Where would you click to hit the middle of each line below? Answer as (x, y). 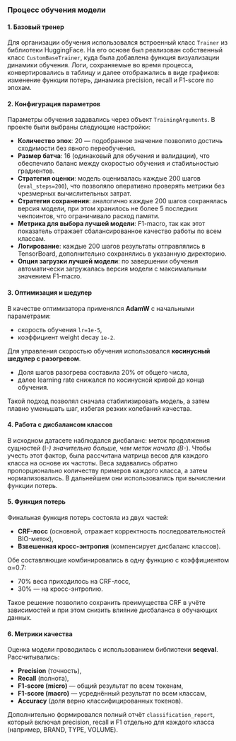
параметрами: (29, 316)
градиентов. (36, 171)
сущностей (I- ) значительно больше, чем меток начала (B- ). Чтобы (110, 448)
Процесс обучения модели (57, 10)
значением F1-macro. (50, 276)
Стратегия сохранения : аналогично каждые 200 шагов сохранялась (122, 201)
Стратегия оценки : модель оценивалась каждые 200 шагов (109, 179)
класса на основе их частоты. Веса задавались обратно (93, 463)
